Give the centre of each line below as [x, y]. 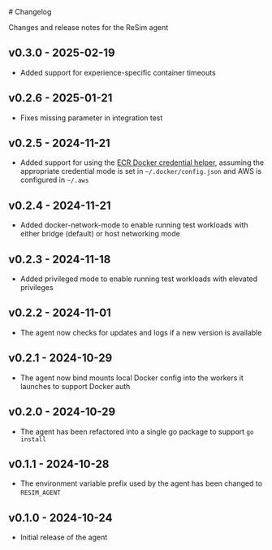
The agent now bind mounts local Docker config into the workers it [132, 378]
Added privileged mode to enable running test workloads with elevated [139, 279]
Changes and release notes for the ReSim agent [89, 27]
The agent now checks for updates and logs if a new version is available [141, 332]
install [33, 439]
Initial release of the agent [64, 537]
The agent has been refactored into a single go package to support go [137, 431]
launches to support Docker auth [75, 386]
